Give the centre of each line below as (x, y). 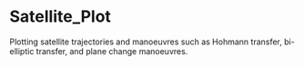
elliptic (22, 51)
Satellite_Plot (61, 17)
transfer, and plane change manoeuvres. (112, 51)
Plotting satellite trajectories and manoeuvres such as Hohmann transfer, (146, 42)
